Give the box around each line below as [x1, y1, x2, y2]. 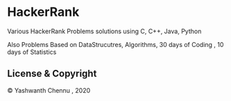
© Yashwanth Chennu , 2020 [7, 86, 91, 94]
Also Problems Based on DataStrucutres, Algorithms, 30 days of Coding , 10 [7, 40, 224, 48]
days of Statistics [7, 48, 57, 56]
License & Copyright [7, 68, 97, 80]
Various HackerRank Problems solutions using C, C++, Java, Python [7, 27, 202, 35]
